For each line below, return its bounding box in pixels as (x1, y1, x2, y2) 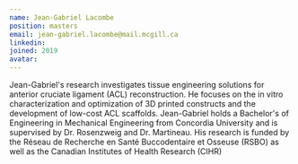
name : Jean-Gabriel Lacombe (9, 13, 115, 22)
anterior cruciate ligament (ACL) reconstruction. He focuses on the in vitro (9, 89, 284, 99)
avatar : (9, 55, 39, 64)
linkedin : (9, 38, 47, 47)
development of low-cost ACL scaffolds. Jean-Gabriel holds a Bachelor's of (9, 108, 290, 118)
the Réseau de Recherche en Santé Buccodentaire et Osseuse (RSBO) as (9, 136, 280, 147)
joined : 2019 (9, 47, 58, 56)
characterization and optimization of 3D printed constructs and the (9, 99, 256, 108)
